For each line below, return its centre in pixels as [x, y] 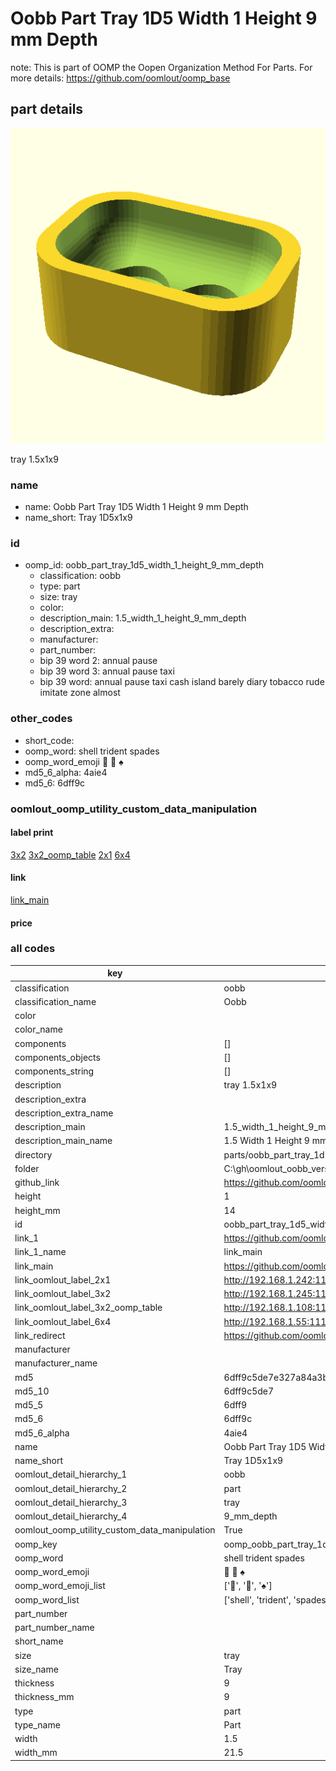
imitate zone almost [80, 693]
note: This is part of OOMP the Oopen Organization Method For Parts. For [161, 67]
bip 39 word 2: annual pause [98, 661]
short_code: [49, 740]
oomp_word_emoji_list [60, 1586]
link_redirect [40, 1335]
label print [32, 833]
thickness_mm [44, 1697]
